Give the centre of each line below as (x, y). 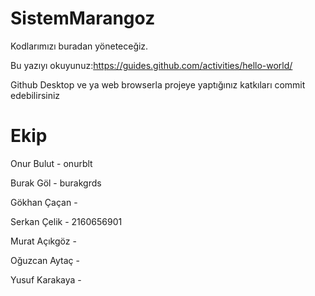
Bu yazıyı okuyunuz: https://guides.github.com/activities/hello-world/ (151, 65)
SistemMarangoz (83, 18)
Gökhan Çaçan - (44, 202)
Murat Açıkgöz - (43, 241)
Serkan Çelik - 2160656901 (66, 221)
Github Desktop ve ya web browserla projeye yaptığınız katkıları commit (158, 84)
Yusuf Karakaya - (46, 279)
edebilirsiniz (35, 95)
